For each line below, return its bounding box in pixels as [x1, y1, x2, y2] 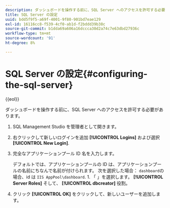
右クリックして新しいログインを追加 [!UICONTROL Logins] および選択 [12, 134, 160, 140]
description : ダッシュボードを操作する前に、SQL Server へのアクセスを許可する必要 [5, 7, 165, 13]
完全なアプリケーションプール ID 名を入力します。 [12, 150, 117, 156]
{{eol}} [5, 96, 19, 102]
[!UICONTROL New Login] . [12, 140, 70, 146]
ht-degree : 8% [5, 40, 36, 46]
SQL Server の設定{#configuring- [5, 68, 148, 79]
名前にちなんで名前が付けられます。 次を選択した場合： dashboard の [21, 168, 164, 174]
